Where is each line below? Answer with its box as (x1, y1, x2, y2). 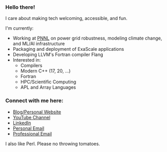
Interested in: (12, 57, 41, 63)
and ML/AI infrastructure (12, 41, 65, 47)
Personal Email (12, 125, 45, 131)
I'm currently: (5, 25, 34, 31)
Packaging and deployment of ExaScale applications (12, 46, 124, 52)
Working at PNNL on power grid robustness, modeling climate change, (12, 35, 162, 42)
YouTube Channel (12, 114, 50, 120)
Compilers (20, 63, 43, 69)
